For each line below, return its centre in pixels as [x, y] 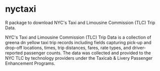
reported [14, 53]
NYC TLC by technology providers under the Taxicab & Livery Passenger [79, 58]
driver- [139, 47]
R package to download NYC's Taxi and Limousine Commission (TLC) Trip [80, 23]
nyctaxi [21, 9]
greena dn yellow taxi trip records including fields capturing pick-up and [78, 42]
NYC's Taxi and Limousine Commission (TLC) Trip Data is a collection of [78, 37]
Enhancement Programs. [30, 63]
